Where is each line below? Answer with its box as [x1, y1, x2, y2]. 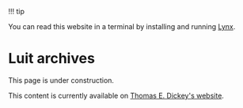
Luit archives [8, 50, 95, 68]
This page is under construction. [8, 75, 115, 85]
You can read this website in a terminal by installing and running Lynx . [8, 22, 236, 31]
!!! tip [8, 7, 25, 16]
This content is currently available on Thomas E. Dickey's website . [8, 91, 224, 100]
